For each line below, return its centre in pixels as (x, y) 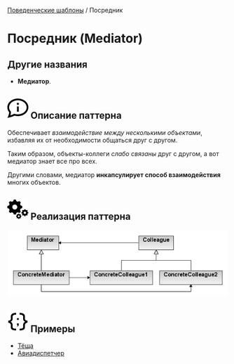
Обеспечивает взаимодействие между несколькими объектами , (105, 132)
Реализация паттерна (81, 217)
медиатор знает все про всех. (53, 161)
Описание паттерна (76, 116)
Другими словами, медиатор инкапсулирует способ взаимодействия (114, 174)
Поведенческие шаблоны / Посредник (65, 10)
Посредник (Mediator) (75, 39)
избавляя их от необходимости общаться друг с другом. (92, 140)
